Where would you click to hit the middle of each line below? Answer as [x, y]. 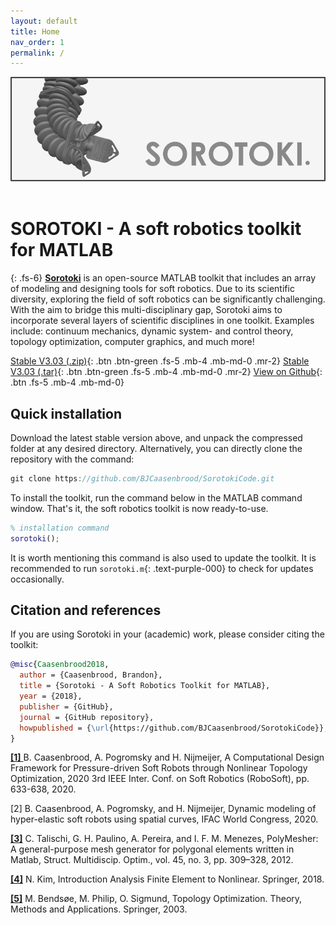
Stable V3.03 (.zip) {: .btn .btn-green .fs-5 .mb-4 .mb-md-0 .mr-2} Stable [160, 361]
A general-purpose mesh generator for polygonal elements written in [152, 849]
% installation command [60, 528]
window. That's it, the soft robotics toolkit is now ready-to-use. [139, 508]
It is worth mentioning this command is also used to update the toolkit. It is [163, 557]
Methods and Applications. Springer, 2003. [99, 909]
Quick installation [66, 413]
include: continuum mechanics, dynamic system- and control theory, [152, 331]
